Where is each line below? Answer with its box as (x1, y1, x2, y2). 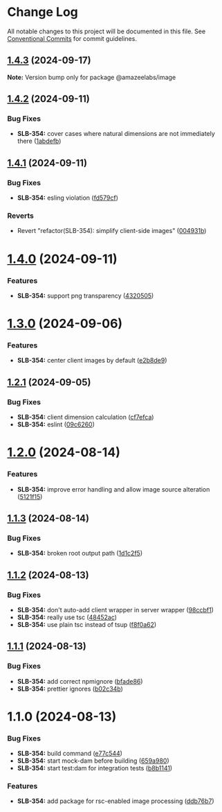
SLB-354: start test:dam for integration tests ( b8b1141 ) (17, 764, 173, 772)
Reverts (7, 211, 35, 221)
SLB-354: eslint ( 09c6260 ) (17, 420, 95, 429)
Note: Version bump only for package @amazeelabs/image (7, 73, 176, 81)
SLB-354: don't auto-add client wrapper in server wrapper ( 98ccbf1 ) (17, 605, 214, 614)
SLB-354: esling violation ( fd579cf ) (17, 193, 119, 202)
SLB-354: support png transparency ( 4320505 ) (17, 291, 154, 300)
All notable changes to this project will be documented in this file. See (7, 27, 206, 35)
